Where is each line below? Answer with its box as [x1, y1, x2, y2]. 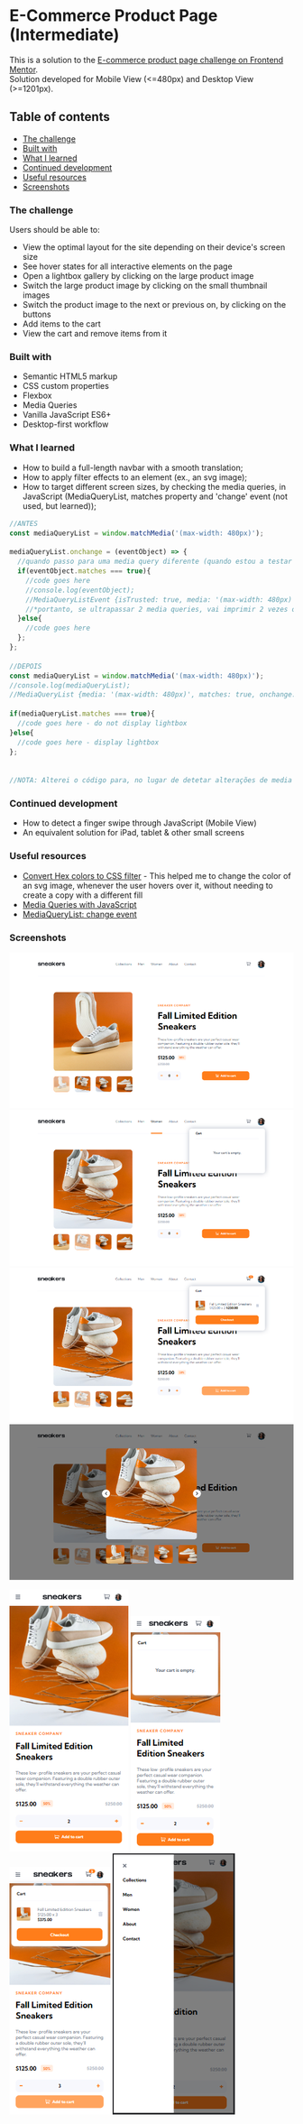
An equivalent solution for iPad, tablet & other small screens [22, 827, 245, 838]
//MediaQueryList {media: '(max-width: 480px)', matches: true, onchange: [9, 690, 297, 699]
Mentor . [9, 64, 39, 75]
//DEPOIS [9, 661, 42, 670]
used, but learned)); [22, 500, 97, 511]
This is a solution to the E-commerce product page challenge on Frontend [9, 54, 284, 65]
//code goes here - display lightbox [17, 737, 160, 747]
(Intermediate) [9, 24, 120, 45]
